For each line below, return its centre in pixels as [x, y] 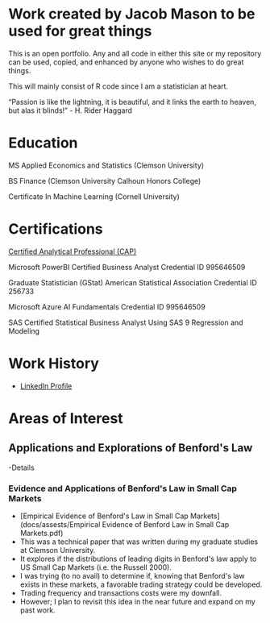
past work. [38, 610]
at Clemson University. [58, 550]
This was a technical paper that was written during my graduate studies [139, 542]
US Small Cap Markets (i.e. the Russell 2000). [96, 567]
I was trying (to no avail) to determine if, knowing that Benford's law [132, 576]
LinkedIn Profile [46, 386]
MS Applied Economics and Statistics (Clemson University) [106, 165]
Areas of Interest [66, 418]
